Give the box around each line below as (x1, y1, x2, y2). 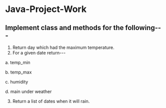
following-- (125, 23, 161, 32)
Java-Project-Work (5, 3, 86, 15)
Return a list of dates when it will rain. (12, 98, 90, 104)
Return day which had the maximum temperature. (12, 44, 115, 50)
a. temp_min (5, 59, 31, 65)
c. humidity (5, 79, 28, 84)
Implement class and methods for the (5, 23, 124, 32)
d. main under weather (5, 88, 52, 94)
